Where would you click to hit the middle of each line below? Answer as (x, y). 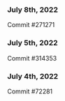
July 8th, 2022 (32, 10)
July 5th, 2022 (32, 43)
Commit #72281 (30, 91)
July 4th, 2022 (33, 76)
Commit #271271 (31, 25)
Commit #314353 (32, 58)
